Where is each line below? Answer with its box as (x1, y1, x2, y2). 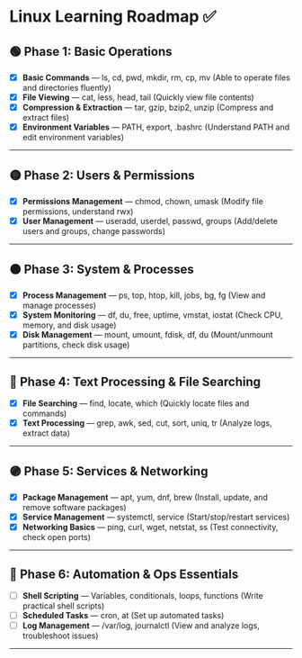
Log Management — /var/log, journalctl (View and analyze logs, (22, 620, 261, 631)
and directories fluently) (22, 83, 112, 94)
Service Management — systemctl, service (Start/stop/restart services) (22, 511, 290, 522)
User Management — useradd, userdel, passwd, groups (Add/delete (22, 216, 279, 227)
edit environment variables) (22, 132, 124, 143)
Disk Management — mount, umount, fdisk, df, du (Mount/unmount (22, 329, 273, 340)
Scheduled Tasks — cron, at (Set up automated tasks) (22, 610, 225, 620)
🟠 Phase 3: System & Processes (9, 261, 195, 276)
